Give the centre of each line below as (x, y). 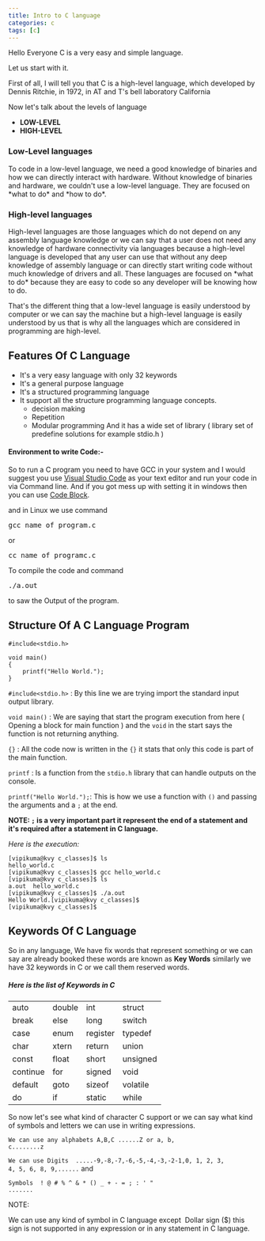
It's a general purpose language (72, 383)
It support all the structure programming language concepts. (118, 400)
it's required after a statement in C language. (83, 829)
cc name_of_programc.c (52, 555)
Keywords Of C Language (72, 931)
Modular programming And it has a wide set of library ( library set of (142, 425)
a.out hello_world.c (44, 886)
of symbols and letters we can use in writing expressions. (102, 1125)
